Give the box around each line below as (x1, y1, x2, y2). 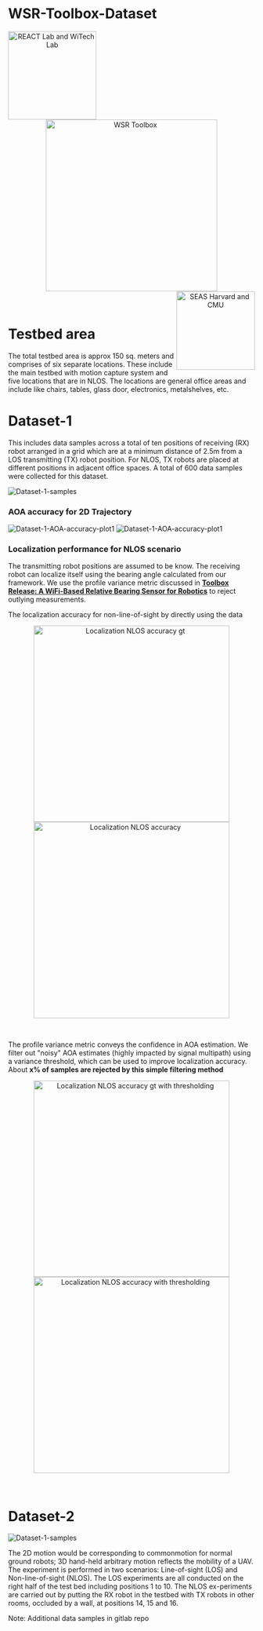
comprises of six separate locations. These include (8, 359, 173, 369)
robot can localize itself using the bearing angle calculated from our (8, 570, 227, 580)
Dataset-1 (8, 412, 73, 430)
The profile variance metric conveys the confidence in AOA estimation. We (8, 1040, 249, 1049)
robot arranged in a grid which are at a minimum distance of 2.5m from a (8, 446, 243, 455)
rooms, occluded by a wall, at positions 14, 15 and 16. (8, 1599, 178, 1608)
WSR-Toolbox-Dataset (8, 5, 157, 23)
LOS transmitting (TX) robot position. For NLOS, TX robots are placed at (8, 455, 240, 464)
